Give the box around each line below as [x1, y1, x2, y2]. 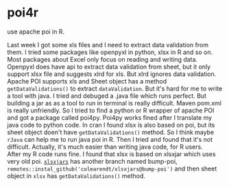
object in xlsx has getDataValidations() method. [7, 171, 146, 179]
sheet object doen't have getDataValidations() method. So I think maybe [7, 128, 215, 136]
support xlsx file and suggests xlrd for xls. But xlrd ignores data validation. [7, 70, 217, 78]
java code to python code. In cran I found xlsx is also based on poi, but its [7, 121, 215, 129]
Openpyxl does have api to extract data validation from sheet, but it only [7, 62, 211, 71]
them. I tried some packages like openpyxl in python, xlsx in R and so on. [7, 48, 213, 56]
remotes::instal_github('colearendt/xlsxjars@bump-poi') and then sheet [7, 164, 217, 173]
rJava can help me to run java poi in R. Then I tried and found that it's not [7, 135, 213, 143]
